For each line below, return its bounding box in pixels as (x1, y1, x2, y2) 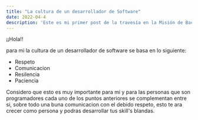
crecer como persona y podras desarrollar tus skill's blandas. (6, 107, 155, 115)
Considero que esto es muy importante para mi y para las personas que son (6, 89, 190, 96)
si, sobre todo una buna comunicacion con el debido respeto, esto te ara (6, 101, 183, 108)
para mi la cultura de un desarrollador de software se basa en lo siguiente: (6, 47, 187, 54)
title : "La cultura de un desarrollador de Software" (6, 8, 141, 15)
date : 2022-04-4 (6, 14, 46, 20)
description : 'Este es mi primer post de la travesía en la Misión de (6, 19, 183, 25)
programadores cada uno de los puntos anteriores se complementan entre (6, 95, 187, 102)
